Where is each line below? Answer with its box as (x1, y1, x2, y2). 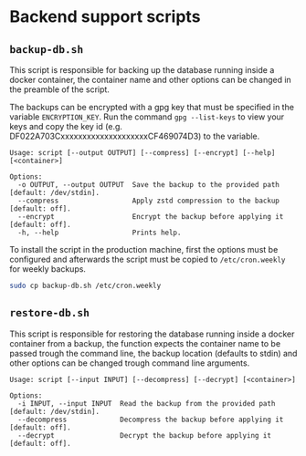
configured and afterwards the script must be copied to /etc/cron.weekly (9, 254, 286, 264)
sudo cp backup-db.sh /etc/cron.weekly (9, 281, 162, 290)
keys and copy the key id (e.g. (9, 121, 123, 131)
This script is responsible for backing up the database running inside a (9, 65, 275, 75)
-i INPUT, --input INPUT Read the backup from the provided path (17, 399, 276, 408)
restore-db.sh (9, 306, 90, 320)
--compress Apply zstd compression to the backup (17, 196, 280, 205)
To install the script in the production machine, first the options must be (9, 244, 279, 254)
